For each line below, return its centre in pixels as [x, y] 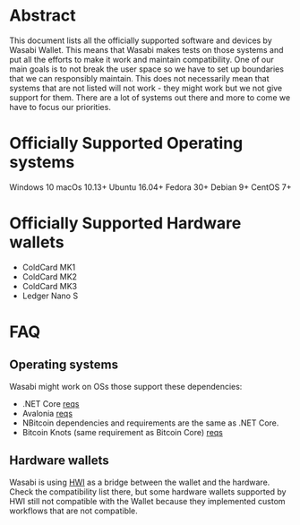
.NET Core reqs [51, 403]
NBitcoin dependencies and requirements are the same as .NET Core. [150, 423]
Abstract [43, 16]
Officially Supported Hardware [125, 224]
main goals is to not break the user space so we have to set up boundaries [147, 69]
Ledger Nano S [50, 296]
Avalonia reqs [47, 413]
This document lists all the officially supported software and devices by [141, 40]
